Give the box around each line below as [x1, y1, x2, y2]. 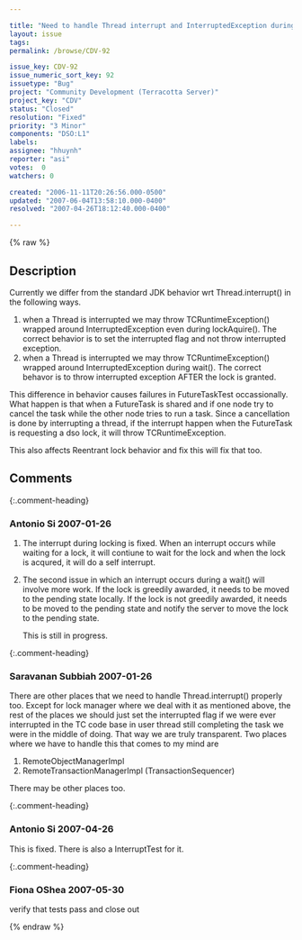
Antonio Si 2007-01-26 [9, 517, 112, 530]
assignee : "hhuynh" [9, 146, 83, 156]
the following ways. [9, 297, 82, 307]
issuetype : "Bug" [9, 79, 75, 88]
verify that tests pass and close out [9, 903, 139, 915]
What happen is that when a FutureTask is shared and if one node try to [9, 398, 274, 409]
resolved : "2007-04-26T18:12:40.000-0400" [9, 205, 171, 214]
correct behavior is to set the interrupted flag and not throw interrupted [22, 333, 286, 343]
